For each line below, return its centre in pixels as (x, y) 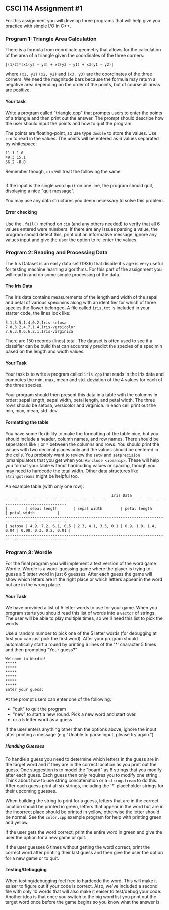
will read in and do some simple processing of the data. (63, 274)
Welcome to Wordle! (26, 659)
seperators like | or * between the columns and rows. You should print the (82, 444)
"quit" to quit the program (39, 709)
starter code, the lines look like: (38, 313)
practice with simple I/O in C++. (38, 26)
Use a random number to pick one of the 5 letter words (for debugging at (81, 633)
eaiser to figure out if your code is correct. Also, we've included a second (81, 886)
